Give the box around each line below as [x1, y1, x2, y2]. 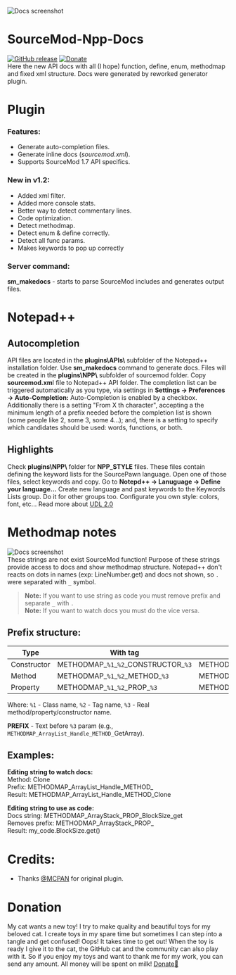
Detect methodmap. [17, 221, 76, 229]
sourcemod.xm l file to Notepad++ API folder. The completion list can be [7, 379, 217, 387]
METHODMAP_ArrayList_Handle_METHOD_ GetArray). [7, 729, 145, 737]
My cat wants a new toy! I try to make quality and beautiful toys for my [7, 922, 211, 931]
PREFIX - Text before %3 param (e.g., [7, 722, 114, 730]
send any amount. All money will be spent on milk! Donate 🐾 [7, 960, 179, 968]
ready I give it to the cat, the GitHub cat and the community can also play [7, 945, 219, 953]
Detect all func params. [17, 236, 86, 244]
